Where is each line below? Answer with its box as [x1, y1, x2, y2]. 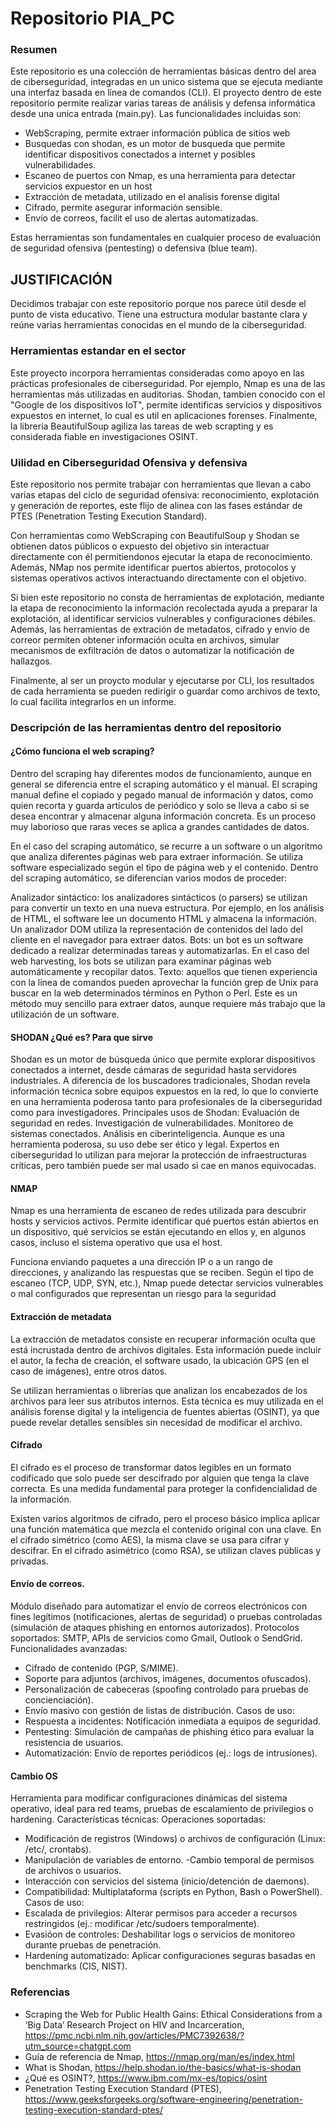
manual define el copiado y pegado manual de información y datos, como [10, 789, 314, 801]
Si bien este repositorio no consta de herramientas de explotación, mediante [10, 591, 325, 603]
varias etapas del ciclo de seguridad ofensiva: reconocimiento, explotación [10, 488, 320, 501]
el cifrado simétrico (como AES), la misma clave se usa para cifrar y [10, 1533, 290, 1546]
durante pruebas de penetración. [24, 1939, 162, 1951]
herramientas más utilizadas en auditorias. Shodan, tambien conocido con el [10, 388, 326, 400]
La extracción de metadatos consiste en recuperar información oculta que [10, 1333, 316, 1345]
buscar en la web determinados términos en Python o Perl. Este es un [10, 987, 298, 999]
